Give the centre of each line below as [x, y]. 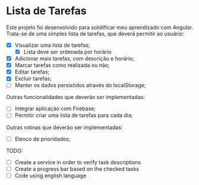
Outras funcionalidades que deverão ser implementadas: [76, 97]
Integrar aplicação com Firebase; [55, 109]
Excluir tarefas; [33, 79]
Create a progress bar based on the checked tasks [77, 169]
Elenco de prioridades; [42, 139]
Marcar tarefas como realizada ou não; [62, 65]
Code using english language [50, 176]
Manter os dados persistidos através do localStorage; [80, 85]
